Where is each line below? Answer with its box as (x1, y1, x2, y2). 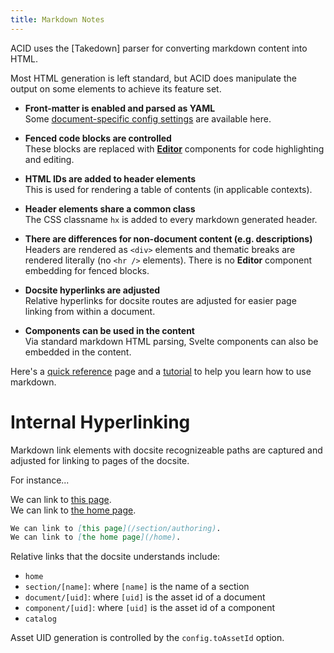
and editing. (24, 153, 75, 165)
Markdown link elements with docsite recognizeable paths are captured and (10, 444, 323, 456)
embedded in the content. (24, 346, 132, 358)
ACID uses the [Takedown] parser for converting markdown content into (10, 42, 308, 54)
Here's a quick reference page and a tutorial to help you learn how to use (10, 365, 312, 377)
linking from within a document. (24, 305, 156, 317)
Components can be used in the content (24, 324, 195, 336)
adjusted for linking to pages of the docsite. (10, 454, 190, 466)
